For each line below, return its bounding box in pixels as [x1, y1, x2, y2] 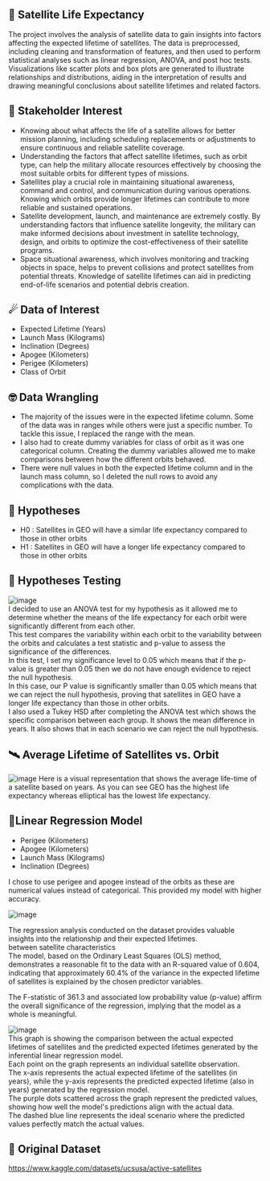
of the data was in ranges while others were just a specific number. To [19, 421, 253, 430]
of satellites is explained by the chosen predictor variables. [8, 976, 203, 986]
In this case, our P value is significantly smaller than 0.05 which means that [8, 681, 257, 690]
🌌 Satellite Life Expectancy [8, 8, 145, 22]
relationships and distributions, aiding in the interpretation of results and [8, 72, 247, 81]
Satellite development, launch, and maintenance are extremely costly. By [19, 211, 261, 221]
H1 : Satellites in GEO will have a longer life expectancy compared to [19, 542, 246, 552]
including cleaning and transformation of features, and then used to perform [8, 46, 261, 56]
